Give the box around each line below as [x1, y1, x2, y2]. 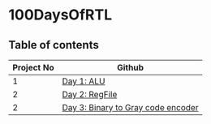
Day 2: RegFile [62, 89, 118, 100]
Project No [12, 62, 54, 73]
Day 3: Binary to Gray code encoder [62, 102, 199, 113]
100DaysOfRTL [8, 6, 112, 24]
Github [116, 62, 144, 73]
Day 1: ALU [62, 75, 105, 87]
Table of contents [8, 38, 99, 52]
